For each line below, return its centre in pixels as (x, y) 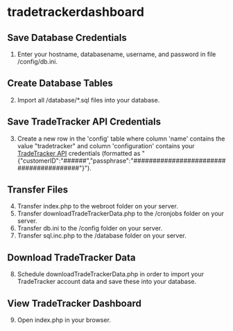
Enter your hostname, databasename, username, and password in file (116, 54)
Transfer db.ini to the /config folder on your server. (90, 229)
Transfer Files (38, 190)
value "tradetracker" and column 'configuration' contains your (106, 145)
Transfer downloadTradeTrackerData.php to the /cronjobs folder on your (120, 214)
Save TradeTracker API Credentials (84, 122)
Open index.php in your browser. (64, 320)
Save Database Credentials (67, 38)
